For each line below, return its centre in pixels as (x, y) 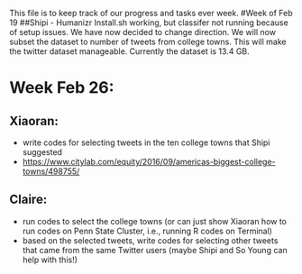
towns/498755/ (51, 171)
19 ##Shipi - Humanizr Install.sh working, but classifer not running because (149, 23)
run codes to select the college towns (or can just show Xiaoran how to (154, 221)
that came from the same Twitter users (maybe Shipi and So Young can (155, 250)
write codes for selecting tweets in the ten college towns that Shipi (146, 142)
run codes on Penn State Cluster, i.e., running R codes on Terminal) (147, 231)
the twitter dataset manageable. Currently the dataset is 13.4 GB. (129, 51)
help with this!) (50, 260)
